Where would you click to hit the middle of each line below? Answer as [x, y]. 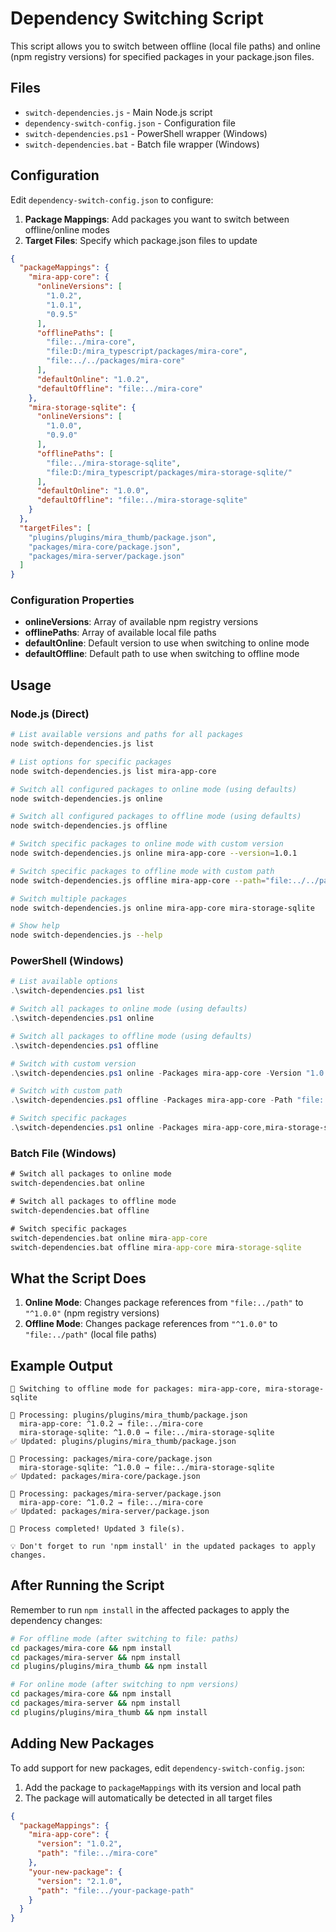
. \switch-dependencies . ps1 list [77, 991]
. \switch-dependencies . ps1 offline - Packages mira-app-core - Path [151, 1100]
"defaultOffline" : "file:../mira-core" [119, 388]
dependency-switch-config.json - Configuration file [130, 123]
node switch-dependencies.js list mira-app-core [113, 771]
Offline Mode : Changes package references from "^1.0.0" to [151, 1324]
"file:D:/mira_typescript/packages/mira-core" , [147, 352]
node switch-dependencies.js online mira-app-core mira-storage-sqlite [162, 908]
